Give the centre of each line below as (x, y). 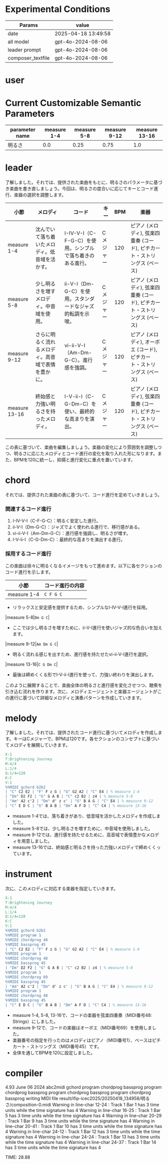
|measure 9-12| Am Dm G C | (32, 644)
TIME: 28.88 (18, 1157)
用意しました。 (37, 841)
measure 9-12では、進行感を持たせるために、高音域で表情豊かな (79, 835)
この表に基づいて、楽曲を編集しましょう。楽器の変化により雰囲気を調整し (81, 447)
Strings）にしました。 (35, 1021)
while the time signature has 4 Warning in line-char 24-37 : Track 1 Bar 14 (81, 1142)
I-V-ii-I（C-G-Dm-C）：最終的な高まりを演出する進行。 (69, 539)
